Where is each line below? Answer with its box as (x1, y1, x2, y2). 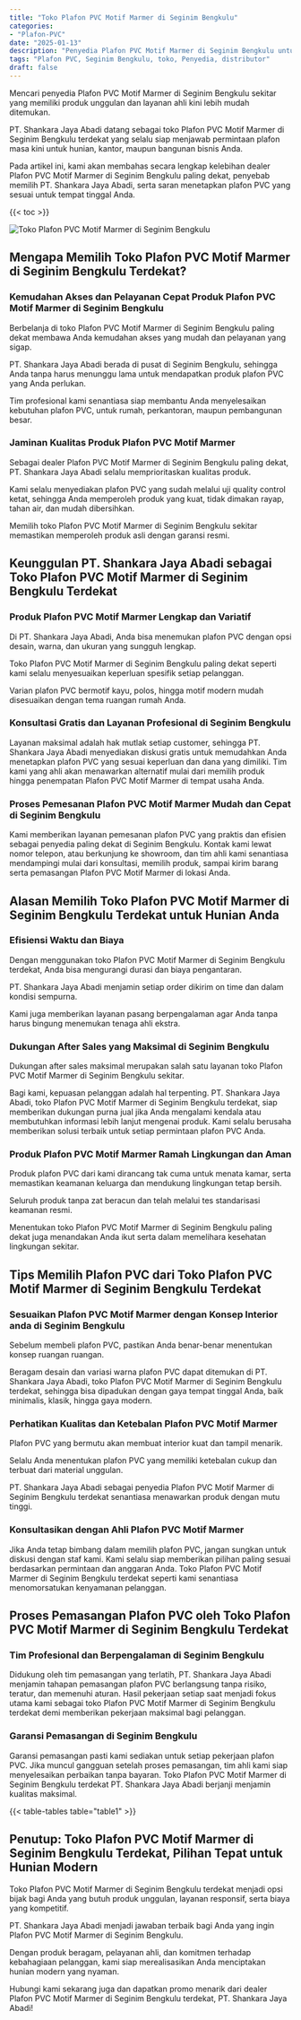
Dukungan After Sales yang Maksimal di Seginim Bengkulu (9, 1040, 271, 1053)
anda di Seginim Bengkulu (9, 1319, 125, 1331)
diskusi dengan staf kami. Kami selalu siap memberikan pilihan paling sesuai (9, 1553, 291, 1565)
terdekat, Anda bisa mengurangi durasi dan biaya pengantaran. (9, 964, 243, 975)
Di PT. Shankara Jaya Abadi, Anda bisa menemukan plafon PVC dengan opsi (9, 631, 292, 642)
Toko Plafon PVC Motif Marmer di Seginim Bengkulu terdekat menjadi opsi (9, 1884, 284, 1894)
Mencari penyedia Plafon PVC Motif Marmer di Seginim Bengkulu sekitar (9, 87, 277, 99)
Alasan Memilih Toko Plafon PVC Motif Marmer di (9, 893, 289, 908)
